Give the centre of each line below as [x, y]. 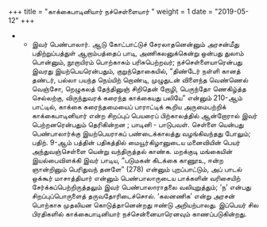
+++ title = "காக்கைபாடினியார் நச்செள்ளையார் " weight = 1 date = [110, 12]
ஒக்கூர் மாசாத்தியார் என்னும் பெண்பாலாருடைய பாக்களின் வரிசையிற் [136, 178]
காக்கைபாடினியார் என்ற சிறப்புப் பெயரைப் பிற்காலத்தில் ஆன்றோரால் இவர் [144, 115]
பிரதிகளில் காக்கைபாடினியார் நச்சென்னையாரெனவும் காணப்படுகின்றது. [139, 214]
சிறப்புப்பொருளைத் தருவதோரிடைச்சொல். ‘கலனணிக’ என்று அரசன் [133, 196]
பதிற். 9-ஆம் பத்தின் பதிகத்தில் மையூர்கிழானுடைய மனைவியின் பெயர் [136, 142]
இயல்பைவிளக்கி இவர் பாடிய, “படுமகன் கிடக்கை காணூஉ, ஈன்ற [128, 160]
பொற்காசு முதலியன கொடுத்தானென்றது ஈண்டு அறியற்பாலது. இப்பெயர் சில [145, 205]
